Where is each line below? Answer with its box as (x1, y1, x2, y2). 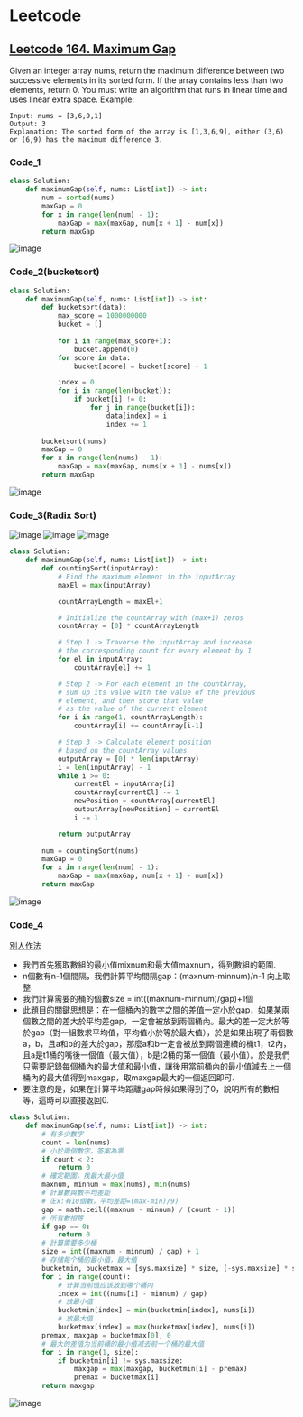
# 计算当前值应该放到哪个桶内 (57, 1281, 153, 1290)
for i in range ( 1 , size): (41, 1348, 140, 1357)
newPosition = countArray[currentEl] (73, 796, 216, 806)
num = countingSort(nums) (41, 846, 140, 856)
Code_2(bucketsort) (9, 265, 100, 278)
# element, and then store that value (57, 696, 204, 705)
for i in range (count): (41, 1272, 131, 1282)
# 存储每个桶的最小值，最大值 (41, 1255, 138, 1264)
